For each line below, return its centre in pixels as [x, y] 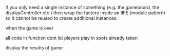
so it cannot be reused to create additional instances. [62, 18]
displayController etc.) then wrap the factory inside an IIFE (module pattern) [85, 13]
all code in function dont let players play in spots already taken [71, 38]
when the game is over [30, 28]
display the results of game [34, 48]
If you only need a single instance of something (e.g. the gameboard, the [82, 7]
